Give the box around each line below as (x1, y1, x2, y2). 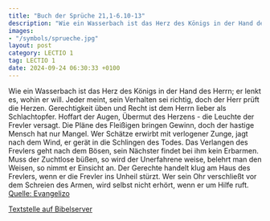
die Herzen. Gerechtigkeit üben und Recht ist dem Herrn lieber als (8, 103, 227, 113)
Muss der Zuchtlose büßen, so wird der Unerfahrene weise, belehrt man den (8, 154, 262, 164)
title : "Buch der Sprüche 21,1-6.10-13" (8, 11, 146, 20)
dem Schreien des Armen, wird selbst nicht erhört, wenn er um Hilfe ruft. (8, 180, 249, 190)
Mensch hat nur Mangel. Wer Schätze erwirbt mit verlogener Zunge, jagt (8, 129, 248, 138)
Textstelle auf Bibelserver (8, 204, 93, 214)
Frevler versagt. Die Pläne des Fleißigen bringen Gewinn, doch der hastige (8, 120, 255, 129)
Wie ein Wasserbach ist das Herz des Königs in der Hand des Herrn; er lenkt (8, 86, 261, 96)
